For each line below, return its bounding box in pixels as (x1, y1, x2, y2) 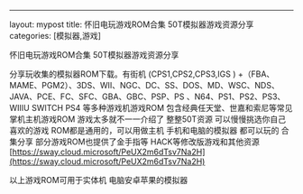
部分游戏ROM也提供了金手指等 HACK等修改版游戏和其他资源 (34, 136, 260, 147)
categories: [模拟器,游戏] (9, 31, 102, 41)
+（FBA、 (237, 69, 275, 79)
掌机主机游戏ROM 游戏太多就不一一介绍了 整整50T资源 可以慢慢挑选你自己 (9, 114, 287, 125)
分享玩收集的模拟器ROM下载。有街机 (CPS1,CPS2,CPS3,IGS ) (9, 69, 236, 79)
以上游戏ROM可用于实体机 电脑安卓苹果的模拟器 (9, 175, 188, 185)
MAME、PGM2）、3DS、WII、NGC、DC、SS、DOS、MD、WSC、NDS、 (9, 80, 280, 90)
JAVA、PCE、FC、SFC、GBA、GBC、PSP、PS (9, 91, 185, 102)
